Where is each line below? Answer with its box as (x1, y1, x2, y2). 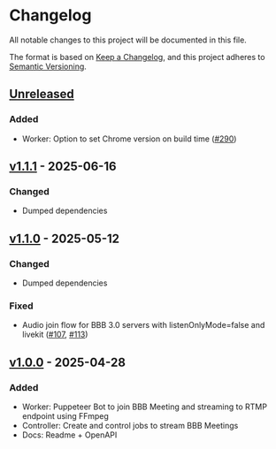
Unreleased (9, 87, 75, 102)
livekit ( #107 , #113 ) (21, 329, 88, 340)
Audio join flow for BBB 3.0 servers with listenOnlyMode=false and (21, 320, 265, 331)
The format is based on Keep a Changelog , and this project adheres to (9, 51, 265, 62)
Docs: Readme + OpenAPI (21, 430, 118, 440)
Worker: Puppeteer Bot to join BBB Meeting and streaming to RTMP (21, 401, 268, 412)
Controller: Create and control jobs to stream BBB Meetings (21, 420, 239, 430)
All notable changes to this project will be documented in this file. (9, 34, 248, 45)
